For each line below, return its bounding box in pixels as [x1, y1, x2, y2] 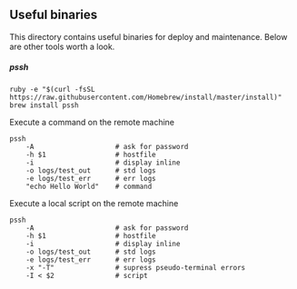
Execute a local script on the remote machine [9, 197, 179, 208]
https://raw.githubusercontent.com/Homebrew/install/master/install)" [9, 93, 282, 102]
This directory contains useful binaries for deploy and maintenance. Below [9, 31, 288, 42]
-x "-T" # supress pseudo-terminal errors [25, 263, 246, 272]
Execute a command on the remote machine [9, 116, 175, 127]
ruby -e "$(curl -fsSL [9, 85, 95, 94]
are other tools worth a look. [9, 41, 115, 52]
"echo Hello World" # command [25, 182, 153, 191]
